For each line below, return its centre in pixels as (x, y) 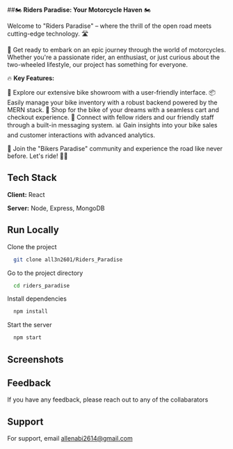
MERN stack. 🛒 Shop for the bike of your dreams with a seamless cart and (113, 110)
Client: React (26, 194)
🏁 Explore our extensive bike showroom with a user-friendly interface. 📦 (112, 92)
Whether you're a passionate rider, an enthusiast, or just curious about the (114, 57)
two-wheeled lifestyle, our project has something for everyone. (98, 64)
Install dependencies (37, 299)
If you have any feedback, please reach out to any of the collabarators (108, 400)
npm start (27, 338)
